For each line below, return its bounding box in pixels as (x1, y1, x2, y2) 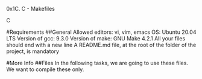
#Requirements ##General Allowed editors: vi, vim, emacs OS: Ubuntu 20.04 (6, 28, 197, 36)
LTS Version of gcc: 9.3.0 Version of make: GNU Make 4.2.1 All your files (6, 35, 186, 42)
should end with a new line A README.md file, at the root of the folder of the (6, 42, 197, 48)
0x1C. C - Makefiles (6, 5, 55, 12)
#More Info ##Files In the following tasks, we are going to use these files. (6, 60, 189, 66)
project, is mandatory (6, 48, 59, 55)
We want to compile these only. (6, 66, 84, 73)
